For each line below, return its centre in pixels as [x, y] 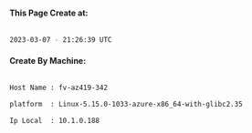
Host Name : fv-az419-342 [58, 88]
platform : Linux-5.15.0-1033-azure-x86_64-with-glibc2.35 [126, 105]
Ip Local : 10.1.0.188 [55, 121]
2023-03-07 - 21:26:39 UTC [61, 40]
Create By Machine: [48, 60]
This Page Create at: [49, 13]
